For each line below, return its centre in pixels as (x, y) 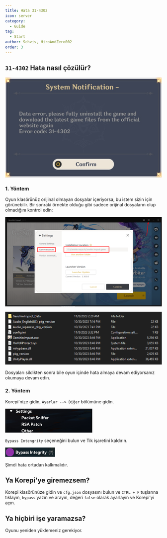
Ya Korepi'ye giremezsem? (47, 480)
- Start (18, 37)
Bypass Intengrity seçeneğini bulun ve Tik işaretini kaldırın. (66, 441)
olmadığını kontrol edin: (29, 210)
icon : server (19, 16)
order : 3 (14, 47)
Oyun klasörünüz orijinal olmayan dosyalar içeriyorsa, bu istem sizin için (79, 199)
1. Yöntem (17, 189)
